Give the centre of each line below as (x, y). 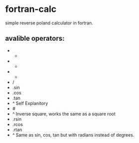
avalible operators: (35, 38)
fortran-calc (31, 9)
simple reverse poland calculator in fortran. (49, 23)
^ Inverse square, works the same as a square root (64, 114)
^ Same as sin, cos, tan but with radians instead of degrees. (73, 135)
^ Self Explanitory (30, 103)
